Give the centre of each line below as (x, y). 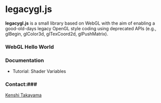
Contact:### (21, 84)
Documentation (25, 60)
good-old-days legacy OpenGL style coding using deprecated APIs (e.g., (81, 28)
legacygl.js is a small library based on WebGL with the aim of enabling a (80, 23)
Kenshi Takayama (23, 95)
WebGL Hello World (30, 47)
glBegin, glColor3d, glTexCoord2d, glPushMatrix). (57, 34)
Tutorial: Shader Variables (39, 71)
